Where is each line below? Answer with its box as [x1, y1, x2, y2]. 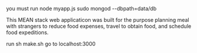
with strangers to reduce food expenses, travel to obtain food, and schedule [6, 23, 192, 29]
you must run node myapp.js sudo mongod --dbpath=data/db [6, 5, 157, 12]
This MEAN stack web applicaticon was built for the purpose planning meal [6, 16, 189, 23]
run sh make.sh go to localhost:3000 [6, 41, 96, 47]
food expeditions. [6, 29, 49, 36]
